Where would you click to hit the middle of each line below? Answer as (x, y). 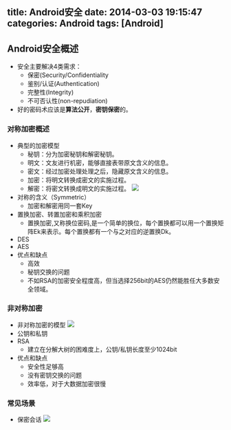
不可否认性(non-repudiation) (67, 101)
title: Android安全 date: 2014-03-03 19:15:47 (105, 12)
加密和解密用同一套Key (60, 206)
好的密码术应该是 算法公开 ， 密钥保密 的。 (74, 109)
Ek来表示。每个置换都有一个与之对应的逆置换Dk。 (104, 231)
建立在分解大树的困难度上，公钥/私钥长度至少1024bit (102, 349)
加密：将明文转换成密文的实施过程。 (79, 180)
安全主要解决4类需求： (49, 67)
